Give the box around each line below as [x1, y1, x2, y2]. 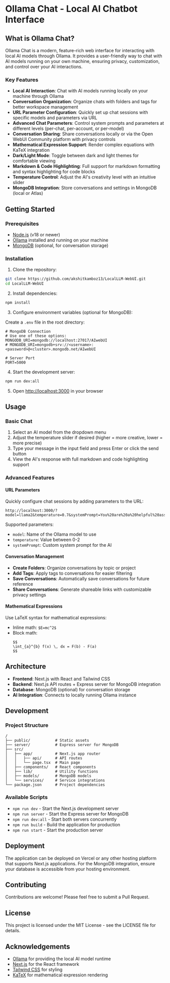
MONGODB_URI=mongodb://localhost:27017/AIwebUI [5, 338, 108, 343]
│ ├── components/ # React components [5, 764, 96, 769]
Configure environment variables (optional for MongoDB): [12, 309, 133, 315]
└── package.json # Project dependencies [5, 782, 105, 787]
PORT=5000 [5, 360, 26, 365]
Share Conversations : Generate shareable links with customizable [12, 586, 152, 592]
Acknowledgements [5, 942, 70, 951]
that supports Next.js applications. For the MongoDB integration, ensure [5, 860, 155, 866]
